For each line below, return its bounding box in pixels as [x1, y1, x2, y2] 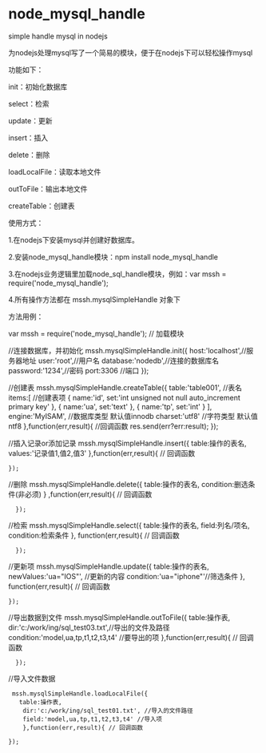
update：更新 [8, 115, 53, 125]
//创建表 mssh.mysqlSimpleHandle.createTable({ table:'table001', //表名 [8, 382, 242, 393]
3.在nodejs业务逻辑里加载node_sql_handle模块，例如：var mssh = [8, 269, 227, 279]
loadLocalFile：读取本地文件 [8, 167, 101, 176]
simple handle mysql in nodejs [8, 31, 108, 41]
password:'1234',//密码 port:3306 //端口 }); [8, 365, 149, 375]
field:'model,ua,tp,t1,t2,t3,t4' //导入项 [22, 715, 162, 723]
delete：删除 [8, 150, 50, 159]
